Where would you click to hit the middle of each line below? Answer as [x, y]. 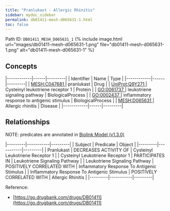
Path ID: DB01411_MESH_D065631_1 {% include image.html [64, 39]
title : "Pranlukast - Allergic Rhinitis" [50, 10]
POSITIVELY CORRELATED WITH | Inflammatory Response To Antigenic [81, 166]
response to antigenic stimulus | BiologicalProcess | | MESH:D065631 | [80, 100]
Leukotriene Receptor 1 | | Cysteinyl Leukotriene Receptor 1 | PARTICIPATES [85, 155]
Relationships [28, 122]
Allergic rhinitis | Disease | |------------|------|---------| [64, 106]
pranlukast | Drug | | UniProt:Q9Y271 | [108, 84]
